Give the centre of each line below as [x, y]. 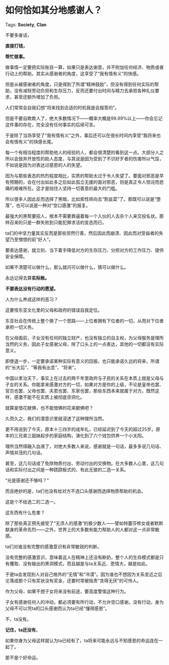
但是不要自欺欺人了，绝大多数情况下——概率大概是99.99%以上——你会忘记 [84, 118]
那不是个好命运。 [23, 657]
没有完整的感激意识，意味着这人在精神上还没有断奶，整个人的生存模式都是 [82, 557]
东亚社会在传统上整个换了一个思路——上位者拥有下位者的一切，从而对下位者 [84, 320]
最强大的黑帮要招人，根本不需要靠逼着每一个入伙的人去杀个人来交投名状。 [82, 216]
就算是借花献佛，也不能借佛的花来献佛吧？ [49, 408]
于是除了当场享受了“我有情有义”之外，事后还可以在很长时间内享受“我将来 [81, 135]
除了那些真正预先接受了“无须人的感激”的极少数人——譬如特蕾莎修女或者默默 [84, 523]
